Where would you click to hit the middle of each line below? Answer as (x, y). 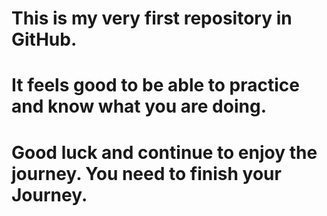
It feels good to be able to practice (156, 85)
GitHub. (44, 39)
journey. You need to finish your (146, 173)
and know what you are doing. (139, 106)
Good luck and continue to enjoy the (164, 152)
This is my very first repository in (152, 18)
